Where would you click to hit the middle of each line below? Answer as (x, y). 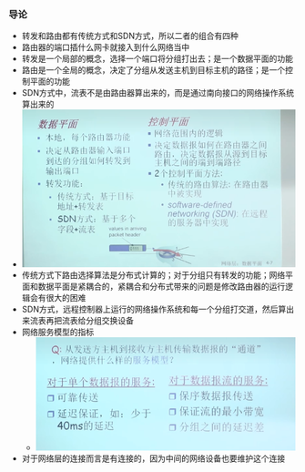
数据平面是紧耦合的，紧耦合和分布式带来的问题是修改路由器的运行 (162, 286)
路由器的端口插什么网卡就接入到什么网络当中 (106, 47)
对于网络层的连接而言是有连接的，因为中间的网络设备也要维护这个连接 (153, 458)
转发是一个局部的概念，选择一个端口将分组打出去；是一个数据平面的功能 (157, 59)
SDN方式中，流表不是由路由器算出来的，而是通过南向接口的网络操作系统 (158, 93)
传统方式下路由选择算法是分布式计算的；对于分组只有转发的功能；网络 (153, 274)
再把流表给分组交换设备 (90, 320)
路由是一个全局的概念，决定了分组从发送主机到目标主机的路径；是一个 (153, 70)
